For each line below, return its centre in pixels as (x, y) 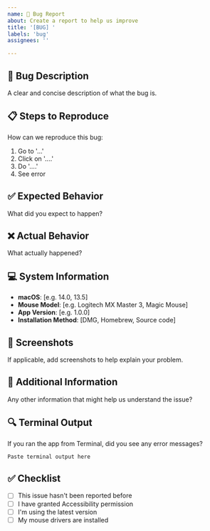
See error (32, 174)
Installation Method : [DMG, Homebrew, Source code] (96, 320)
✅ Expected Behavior (56, 196)
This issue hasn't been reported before (75, 496)
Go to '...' (31, 151)
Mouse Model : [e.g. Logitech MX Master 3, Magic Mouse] (103, 305)
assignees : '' (28, 41)
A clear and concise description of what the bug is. (82, 93)
